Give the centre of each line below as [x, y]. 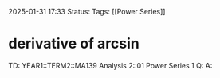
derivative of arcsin [74, 44]
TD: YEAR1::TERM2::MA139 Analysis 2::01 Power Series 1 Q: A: [110, 65]
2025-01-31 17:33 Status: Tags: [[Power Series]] [87, 12]
